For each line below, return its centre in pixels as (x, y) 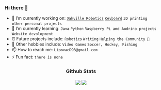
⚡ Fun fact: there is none (37, 57)
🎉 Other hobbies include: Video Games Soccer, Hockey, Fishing (74, 44)
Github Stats (81, 71)
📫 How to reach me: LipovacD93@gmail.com (55, 50)
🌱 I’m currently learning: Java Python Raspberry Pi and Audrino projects (84, 29)
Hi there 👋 (16, 8)
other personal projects (37, 24)
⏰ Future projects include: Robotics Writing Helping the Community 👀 (80, 39)
